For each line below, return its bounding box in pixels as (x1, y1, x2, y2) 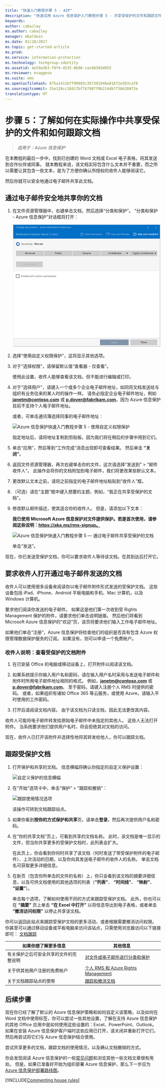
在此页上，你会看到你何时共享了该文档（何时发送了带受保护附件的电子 (12, 850, 156, 856)
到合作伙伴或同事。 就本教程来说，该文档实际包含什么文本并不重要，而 (5, 161, 149, 167)
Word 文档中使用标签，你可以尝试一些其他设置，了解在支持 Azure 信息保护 (5, 1015, 157, 1021)
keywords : (5, 18, 26, 23)
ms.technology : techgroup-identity (5, 60, 79, 65)
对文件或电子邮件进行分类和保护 (84, 954, 150, 960)
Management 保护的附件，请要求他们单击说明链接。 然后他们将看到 (5, 612, 143, 618)
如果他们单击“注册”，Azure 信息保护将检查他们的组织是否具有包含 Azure (5, 629, 152, 635)
